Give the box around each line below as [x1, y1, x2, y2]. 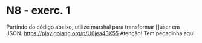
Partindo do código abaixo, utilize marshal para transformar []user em [6, 23, 180, 30]
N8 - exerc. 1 [6, 4, 71, 17]
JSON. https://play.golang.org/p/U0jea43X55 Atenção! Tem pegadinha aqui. [6, 29, 197, 36]
